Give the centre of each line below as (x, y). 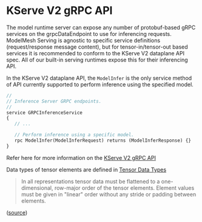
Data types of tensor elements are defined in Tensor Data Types (86, 169)
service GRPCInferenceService (45, 113)
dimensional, (37, 188)
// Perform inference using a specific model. (74, 135)
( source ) (17, 212)
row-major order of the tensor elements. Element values (124, 188)
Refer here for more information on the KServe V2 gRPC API (81, 158)
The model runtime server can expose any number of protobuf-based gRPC (101, 27)
